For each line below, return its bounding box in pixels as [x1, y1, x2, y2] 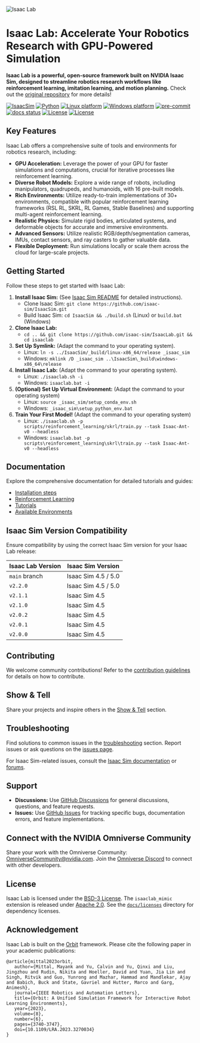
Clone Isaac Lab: [14, 324, 58, 331]
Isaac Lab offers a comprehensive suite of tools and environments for [6, 142, 177, 149]
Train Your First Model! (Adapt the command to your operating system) [14, 411, 191, 418]
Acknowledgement [6, 925, 79, 935]
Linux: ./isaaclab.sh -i [23, 372, 84, 380]
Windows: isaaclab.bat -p [23, 434, 90, 441]
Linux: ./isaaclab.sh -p [23, 417, 84, 424]
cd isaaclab [23, 337, 54, 343]
